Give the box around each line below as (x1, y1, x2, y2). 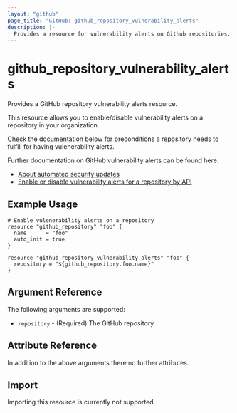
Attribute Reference (7, 340, 98, 352)
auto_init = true (14, 236, 65, 243)
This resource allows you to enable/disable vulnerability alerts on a (7, 113, 204, 122)
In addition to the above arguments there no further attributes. (7, 358, 189, 367)
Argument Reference (7, 286, 102, 298)
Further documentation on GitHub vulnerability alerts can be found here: (7, 156, 219, 164)
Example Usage (7, 198, 78, 210)
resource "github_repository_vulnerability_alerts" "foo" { (7, 254, 190, 261)
